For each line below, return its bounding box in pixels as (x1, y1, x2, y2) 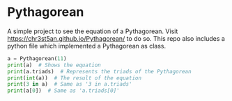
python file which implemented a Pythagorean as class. (7, 42, 166, 50)
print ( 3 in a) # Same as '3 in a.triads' (7, 81, 132, 88)
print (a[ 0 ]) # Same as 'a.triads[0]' (7, 87, 120, 94)
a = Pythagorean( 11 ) (7, 55, 68, 62)
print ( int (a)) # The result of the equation (7, 74, 141, 82)
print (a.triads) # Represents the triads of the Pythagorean (7, 68, 192, 75)
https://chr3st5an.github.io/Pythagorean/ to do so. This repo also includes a (7, 34, 225, 42)
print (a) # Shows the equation (7, 62, 101, 68)
